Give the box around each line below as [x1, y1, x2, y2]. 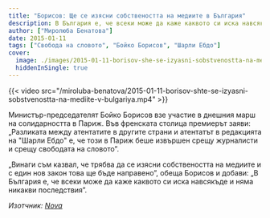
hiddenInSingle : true [15, 64, 88, 72]
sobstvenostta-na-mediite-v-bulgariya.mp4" [8, 94, 156, 104]
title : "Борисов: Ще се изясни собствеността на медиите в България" [8, 11, 247, 20]
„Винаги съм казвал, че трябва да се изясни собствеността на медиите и [8, 159, 262, 169]
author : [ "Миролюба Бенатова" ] [8, 26, 113, 34]
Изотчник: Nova [8, 200, 63, 210]
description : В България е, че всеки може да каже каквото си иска [8, 19, 239, 27]
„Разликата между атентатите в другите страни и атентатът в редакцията [8, 127, 262, 136]
